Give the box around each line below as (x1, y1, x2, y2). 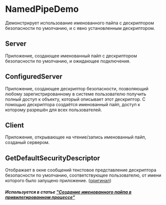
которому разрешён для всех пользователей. (5, 107, 102, 113)
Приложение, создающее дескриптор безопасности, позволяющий (5, 85, 149, 91)
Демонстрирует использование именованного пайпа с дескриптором (5, 20, 155, 26)
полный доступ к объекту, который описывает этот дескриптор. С (5, 96, 146, 102)
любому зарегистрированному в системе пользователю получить (5, 91, 147, 97)
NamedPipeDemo (5, 3, 79, 15)
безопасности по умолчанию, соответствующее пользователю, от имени (5, 172, 162, 178)
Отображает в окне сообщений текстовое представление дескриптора (5, 167, 157, 173)
